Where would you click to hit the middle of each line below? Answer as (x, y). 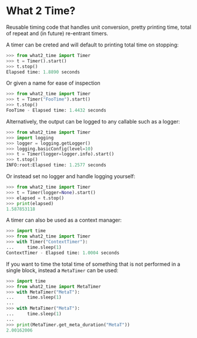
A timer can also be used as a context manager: (64, 220)
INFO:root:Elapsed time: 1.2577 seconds (56, 165)
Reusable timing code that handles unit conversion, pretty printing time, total (99, 27)
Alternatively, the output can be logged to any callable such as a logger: (93, 121)
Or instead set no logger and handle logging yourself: (71, 176)
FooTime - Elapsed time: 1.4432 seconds (56, 111)
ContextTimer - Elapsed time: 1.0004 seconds (63, 253)
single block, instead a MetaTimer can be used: (62, 270)
